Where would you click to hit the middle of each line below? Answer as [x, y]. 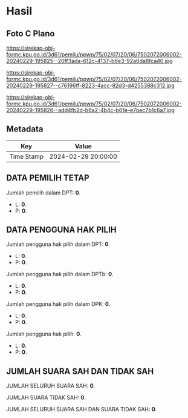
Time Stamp [27, 156]
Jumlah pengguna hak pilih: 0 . [44, 334]
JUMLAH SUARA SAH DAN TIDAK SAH [80, 371]
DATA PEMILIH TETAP [48, 178]
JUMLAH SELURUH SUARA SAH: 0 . [51, 386]
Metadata [25, 129]
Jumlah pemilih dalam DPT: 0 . [44, 193]
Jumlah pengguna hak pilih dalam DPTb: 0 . [60, 274]
